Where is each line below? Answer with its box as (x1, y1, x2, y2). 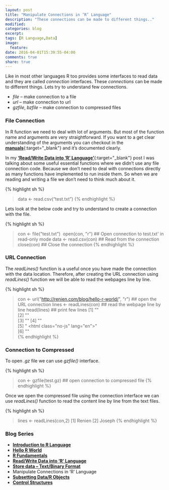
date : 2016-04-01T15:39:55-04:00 (5, 50, 76, 55)
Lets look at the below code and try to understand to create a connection (5, 206, 157, 212)
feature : (10, 45, 28, 50)
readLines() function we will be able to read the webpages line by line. (5, 276, 151, 282)
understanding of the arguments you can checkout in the (5, 139, 124, 145)
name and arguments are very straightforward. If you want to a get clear (5, 134, 155, 140)
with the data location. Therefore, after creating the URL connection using (5, 271, 159, 277)
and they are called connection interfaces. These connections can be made (5, 79, 162, 85)
